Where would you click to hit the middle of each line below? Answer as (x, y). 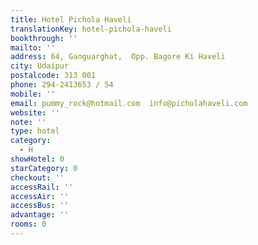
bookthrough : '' (44, 38)
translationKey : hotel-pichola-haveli (91, 29)
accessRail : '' (42, 187)
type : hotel (35, 131)
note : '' (28, 122)
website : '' (35, 112)
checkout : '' (37, 177)
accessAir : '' (40, 196)
